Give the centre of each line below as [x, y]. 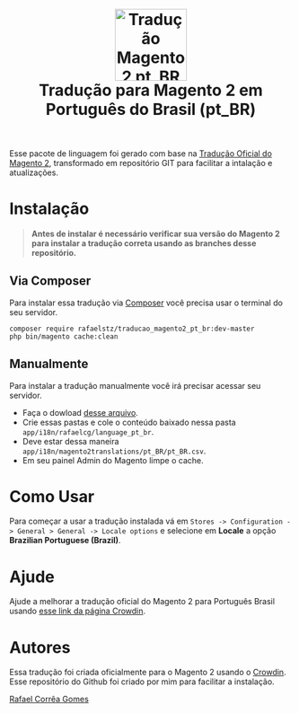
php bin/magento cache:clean [64, 336]
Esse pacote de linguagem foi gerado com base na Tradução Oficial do [141, 153]
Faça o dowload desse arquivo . [80, 412]
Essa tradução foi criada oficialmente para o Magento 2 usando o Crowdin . [148, 673]
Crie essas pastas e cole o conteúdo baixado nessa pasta [129, 422]
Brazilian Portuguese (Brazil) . [65, 541]
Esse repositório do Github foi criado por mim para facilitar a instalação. [142, 682]
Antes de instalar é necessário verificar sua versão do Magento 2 [155, 233]
